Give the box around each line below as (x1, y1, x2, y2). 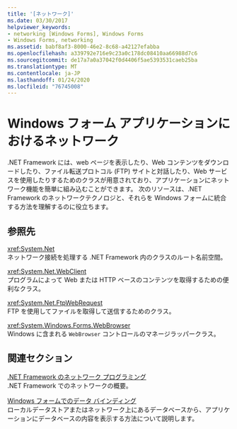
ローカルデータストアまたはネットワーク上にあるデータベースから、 (7, 405, 206, 413)
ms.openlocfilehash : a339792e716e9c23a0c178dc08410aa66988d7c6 (7, 50, 198, 57)
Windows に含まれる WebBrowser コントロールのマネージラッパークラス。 (7, 330, 220, 338)
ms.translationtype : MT (7, 63, 78, 70)
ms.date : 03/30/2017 (7, 17, 69, 24)
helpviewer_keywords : (7, 23, 71, 30)
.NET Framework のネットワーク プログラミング (7, 372, 146, 381)
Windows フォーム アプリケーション (7, 116, 218, 132)
